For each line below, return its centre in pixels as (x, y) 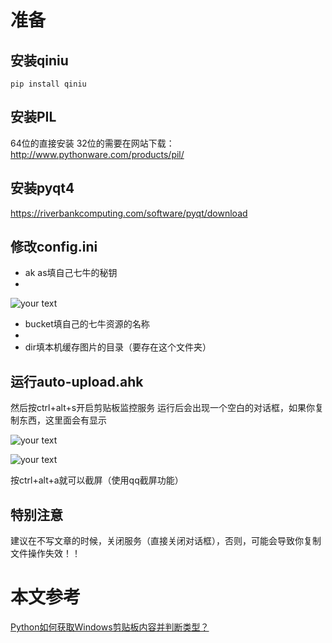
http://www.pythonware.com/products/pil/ (97, 154)
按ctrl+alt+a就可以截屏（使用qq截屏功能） (97, 480)
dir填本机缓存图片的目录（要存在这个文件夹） (118, 347)
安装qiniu (39, 60)
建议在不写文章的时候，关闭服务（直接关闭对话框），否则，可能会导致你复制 (166, 541)
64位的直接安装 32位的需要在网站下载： (92, 143)
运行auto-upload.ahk (77, 381)
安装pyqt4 (42, 188)
